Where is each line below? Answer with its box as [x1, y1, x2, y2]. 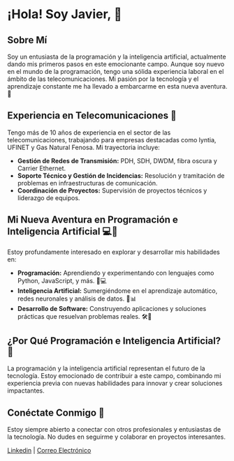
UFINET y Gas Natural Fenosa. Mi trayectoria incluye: [7, 143, 161, 151]
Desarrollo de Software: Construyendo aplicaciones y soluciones [17, 304, 207, 312]
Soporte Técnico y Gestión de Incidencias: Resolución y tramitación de [17, 171, 225, 180]
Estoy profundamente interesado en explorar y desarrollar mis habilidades [7, 248, 220, 256]
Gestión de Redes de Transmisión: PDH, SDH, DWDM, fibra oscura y [17, 156, 218, 165]
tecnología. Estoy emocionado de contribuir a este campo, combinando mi [7, 372, 221, 380]
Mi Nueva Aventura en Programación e [7, 214, 178, 226]
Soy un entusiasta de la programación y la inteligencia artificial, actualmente [7, 52, 226, 61]
